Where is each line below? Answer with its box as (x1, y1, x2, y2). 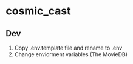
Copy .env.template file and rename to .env (14, 44, 123, 51)
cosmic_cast (5, 4, 71, 18)
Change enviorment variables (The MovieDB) (14, 51, 128, 58)
